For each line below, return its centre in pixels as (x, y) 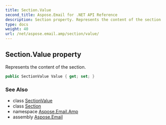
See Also (17, 89)
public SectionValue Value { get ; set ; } (50, 76)
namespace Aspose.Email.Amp (45, 111)
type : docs (17, 24)
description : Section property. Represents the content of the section (83, 19)
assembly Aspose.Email (38, 117)
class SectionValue (32, 100)
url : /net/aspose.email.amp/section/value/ (52, 34)
